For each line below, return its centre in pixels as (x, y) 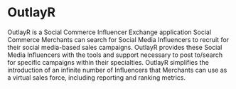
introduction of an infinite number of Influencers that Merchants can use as (117, 70)
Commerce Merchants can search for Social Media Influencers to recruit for (118, 39)
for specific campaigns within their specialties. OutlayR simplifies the (108, 62)
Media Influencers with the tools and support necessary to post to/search (115, 55)
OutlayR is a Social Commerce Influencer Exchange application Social (109, 32)
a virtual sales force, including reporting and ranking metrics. (97, 77)
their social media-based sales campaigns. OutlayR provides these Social (115, 47)
